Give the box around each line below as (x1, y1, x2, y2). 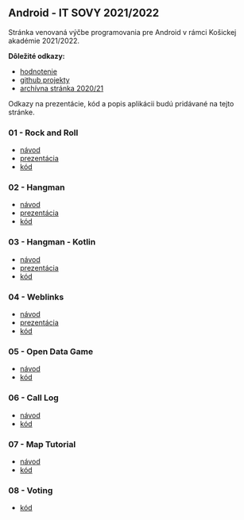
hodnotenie (19, 67, 58, 76)
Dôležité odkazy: (8, 51, 65, 60)
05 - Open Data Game (8, 345, 94, 356)
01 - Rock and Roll (8, 127, 79, 138)
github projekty (19, 75, 70, 84)
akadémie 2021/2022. (8, 36, 80, 45)
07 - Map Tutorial (8, 438, 76, 449)
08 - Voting (8, 484, 53, 495)
